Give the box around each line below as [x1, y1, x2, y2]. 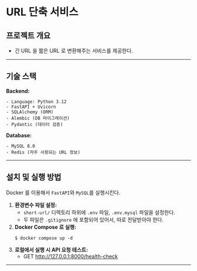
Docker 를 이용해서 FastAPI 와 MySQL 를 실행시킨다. [6, 189, 121, 196]
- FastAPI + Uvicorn [6, 104, 57, 110]
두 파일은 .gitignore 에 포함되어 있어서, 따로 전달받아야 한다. [23, 216, 164, 223]
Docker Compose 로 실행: [14, 223, 77, 231]
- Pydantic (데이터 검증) [6, 121, 63, 127]
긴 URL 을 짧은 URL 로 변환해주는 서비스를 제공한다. [14, 48, 133, 54]
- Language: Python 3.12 [6, 99, 67, 104]
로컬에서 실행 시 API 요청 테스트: [14, 246, 89, 253]
